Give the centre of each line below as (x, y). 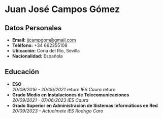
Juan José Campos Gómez (62, 9)
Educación (22, 72)
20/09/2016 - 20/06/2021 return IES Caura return (64, 89)
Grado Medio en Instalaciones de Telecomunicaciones (71, 95)
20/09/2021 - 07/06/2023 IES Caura (50, 100)
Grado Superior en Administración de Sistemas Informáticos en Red (85, 105)
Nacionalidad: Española (37, 56)
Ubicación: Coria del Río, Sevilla (46, 51)
